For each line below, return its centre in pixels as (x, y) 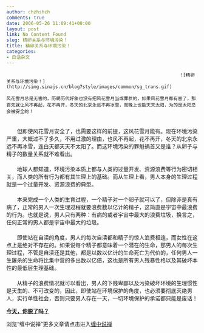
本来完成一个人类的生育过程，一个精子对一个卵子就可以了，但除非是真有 (107, 199)
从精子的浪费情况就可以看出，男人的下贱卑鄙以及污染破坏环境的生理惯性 (107, 283)
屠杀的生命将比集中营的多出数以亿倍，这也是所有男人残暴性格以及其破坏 (102, 260)
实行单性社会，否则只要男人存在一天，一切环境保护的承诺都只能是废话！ (107, 298)
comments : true (25, 18)
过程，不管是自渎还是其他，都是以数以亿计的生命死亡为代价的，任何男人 (102, 252)
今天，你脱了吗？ (28, 311)
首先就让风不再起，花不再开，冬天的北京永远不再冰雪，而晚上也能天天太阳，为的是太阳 (99, 105)
